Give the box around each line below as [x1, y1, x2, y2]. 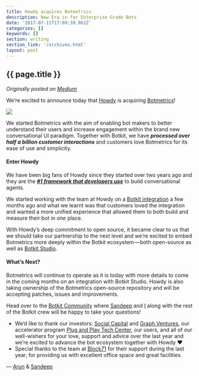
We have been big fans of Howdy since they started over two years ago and [6, 171, 192, 178]
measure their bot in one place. [6, 214, 83, 222]
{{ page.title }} [6, 69, 61, 80]
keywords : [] [6, 31, 39, 37]
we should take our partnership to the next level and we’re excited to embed [6, 232, 192, 239]
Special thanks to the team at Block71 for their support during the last [14, 345, 185, 352]
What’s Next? [6, 258, 40, 266]
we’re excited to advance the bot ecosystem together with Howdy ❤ [14, 339, 183, 346]
